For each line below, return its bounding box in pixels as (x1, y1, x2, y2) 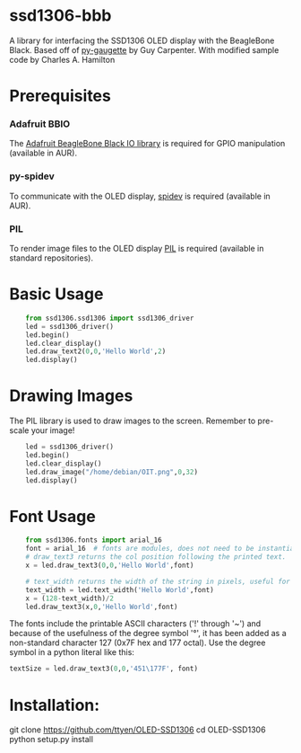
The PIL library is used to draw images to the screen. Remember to (9, 415, 256, 427)
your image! (30, 425, 75, 436)
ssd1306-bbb (9, 5, 112, 26)
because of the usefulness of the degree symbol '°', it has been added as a (9, 628, 287, 639)
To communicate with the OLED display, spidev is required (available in (9, 190, 271, 201)
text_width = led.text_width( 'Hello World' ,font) (25, 585, 215, 594)
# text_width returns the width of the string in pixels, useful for (25, 577, 291, 586)
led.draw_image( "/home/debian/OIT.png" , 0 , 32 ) (25, 467, 199, 476)
